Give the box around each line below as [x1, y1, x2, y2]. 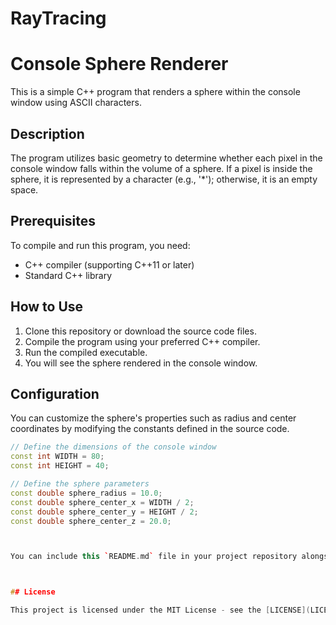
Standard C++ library [24, 269, 113, 281]
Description [10, 125, 85, 142]
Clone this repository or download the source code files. [24, 325, 257, 337]
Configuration [10, 385, 100, 402]
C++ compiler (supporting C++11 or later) [24, 258, 195, 271]
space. [10, 183, 39, 196]
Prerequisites [10, 213, 96, 230]
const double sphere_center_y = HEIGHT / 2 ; [10, 507, 199, 517]
